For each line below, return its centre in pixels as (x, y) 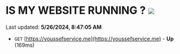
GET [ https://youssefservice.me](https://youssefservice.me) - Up (94, 38)
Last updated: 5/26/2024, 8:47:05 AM (54, 27)
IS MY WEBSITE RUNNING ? (76, 10)
